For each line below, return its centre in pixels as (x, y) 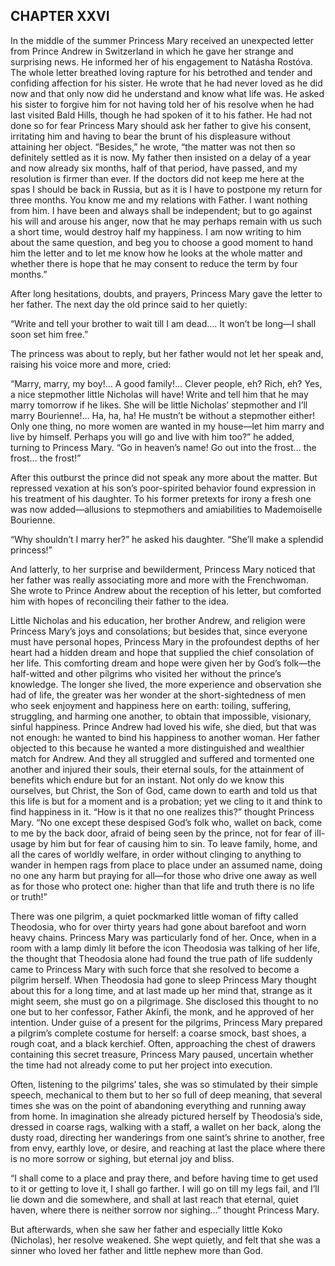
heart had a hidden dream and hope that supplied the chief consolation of (162, 652)
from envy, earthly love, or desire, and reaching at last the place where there (168, 1148)
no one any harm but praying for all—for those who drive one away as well (163, 875)
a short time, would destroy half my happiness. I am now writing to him (156, 231)
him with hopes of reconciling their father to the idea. (120, 601)
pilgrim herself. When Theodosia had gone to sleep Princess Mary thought (163, 980)
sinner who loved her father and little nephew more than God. (137, 1250)
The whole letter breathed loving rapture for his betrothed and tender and (161, 72)
